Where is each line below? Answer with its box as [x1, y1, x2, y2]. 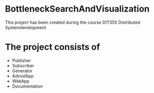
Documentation [12, 83, 43, 89]
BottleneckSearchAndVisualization [5, 3, 150, 15]
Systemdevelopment [5, 24, 46, 30]
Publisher [12, 57, 31, 63]
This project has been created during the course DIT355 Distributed [5, 19, 140, 25]
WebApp [12, 78, 30, 84]
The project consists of [5, 42, 100, 53]
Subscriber [12, 62, 34, 68]
